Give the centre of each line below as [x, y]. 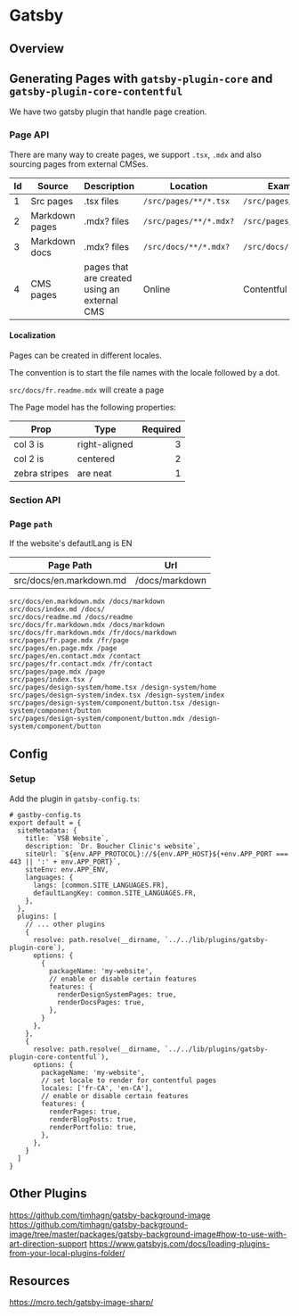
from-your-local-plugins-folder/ [67, 1253]
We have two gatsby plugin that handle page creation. [108, 112]
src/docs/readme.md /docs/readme [71, 617]
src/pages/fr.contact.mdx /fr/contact [81, 664]
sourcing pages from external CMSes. [79, 164]
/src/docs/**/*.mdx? [186, 247]
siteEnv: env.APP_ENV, [67, 869]
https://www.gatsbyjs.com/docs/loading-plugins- [179, 1243]
